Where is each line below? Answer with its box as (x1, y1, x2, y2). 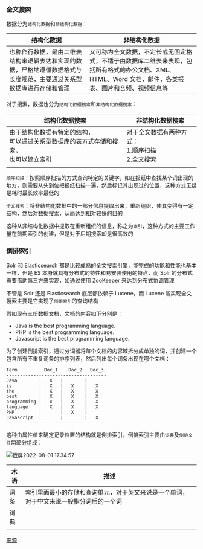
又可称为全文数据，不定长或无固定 (89, 48, 187, 56)
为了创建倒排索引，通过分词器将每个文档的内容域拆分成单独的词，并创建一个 (6, 347, 197, 355)
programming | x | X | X (6, 399, 98, 405)
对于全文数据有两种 (126, 128, 181, 136)
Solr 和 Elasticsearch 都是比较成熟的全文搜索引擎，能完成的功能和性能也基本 (6, 262, 197, 269)
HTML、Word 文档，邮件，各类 (89, 75, 178, 83)
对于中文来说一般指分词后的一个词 (25, 497, 123, 506)
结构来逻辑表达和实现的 (9, 57, 77, 65)
